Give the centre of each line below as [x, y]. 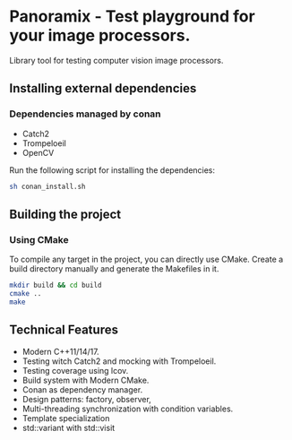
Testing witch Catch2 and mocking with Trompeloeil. [119, 361]
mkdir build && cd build [56, 285]
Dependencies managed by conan [85, 114]
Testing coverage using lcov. [75, 370]
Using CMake [39, 239]
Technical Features [64, 330]
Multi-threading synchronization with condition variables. [128, 409]
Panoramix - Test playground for [132, 17]
